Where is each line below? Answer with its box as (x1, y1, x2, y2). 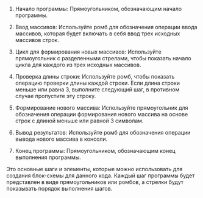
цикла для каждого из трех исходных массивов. (15, 61, 141, 68)
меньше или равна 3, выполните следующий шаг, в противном (15, 86, 180, 93)
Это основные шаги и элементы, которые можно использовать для (6, 166, 183, 172)
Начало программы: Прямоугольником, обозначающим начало (15, 5, 182, 12)
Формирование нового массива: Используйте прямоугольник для (15, 104, 188, 111)
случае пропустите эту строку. (15, 93, 96, 99)
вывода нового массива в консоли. (15, 135, 108, 143)
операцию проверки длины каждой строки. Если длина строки (15, 79, 180, 87)
